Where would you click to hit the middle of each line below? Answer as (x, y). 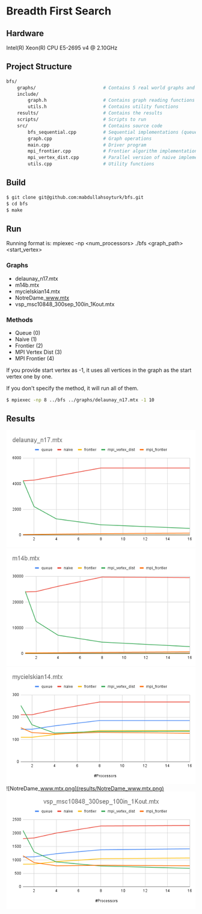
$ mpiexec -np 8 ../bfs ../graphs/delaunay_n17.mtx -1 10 (80, 400)
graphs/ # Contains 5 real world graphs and (106, 88)
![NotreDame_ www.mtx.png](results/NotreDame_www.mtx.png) (85, 789)
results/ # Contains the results (90, 113)
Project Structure (39, 67)
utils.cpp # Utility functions (91, 164)
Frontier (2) (29, 345)
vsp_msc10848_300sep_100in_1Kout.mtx (65, 304)
